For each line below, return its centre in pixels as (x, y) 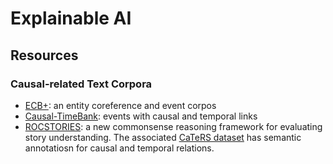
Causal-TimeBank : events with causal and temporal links (141, 116)
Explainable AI (71, 18)
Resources (44, 55)
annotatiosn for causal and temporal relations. (119, 148)
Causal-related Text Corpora (81, 84)
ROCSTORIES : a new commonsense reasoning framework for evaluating (173, 126)
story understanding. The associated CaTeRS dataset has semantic (163, 137)
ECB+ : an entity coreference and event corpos (120, 105)
